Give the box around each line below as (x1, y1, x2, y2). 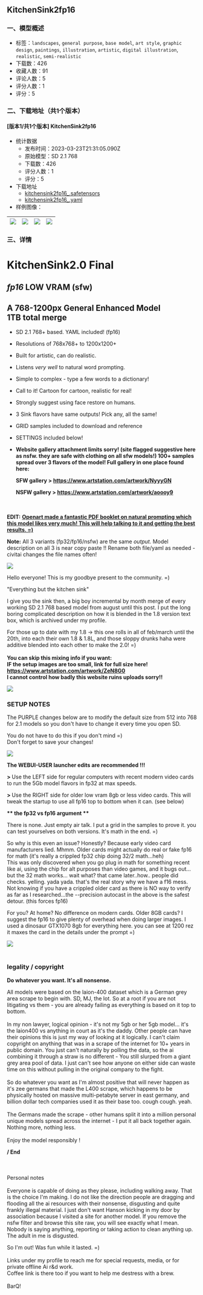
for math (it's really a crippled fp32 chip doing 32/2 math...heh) (7, 852, 164, 860)
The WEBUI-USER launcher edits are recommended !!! (7, 761, 146, 769)
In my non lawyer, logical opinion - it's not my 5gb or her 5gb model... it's (7, 1020, 189, 1028)
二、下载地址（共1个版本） (7, 106, 84, 115)
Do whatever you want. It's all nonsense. (7, 976, 111, 984)
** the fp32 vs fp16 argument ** (7, 809, 89, 817)
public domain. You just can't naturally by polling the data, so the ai (7, 1046, 174, 1054)
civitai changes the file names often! (7, 551, 97, 558)
